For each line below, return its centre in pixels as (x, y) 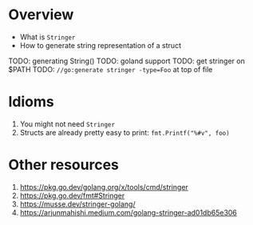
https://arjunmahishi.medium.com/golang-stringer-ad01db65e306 (128, 212)
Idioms (31, 102)
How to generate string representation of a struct (101, 45)
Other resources (64, 165)
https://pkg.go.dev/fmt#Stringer (72, 195)
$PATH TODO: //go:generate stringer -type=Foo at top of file (111, 69)
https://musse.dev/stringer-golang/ (77, 204)
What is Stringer (47, 37)
